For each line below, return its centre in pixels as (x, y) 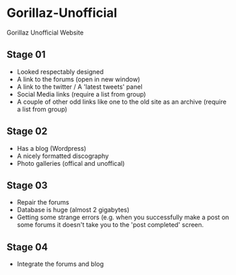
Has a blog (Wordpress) (51, 148)
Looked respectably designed (60, 71)
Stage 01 (26, 55)
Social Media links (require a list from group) (81, 94)
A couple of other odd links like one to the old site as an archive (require (122, 102)
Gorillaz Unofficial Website (45, 32)
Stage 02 (27, 132)
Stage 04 (27, 247)
